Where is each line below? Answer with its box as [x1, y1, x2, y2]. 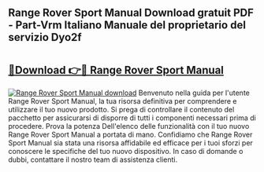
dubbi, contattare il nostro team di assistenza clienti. [8, 155, 178, 164]
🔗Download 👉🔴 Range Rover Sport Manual [8, 63, 225, 77]
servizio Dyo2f [8, 31, 82, 44]
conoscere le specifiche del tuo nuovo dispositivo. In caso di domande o [8, 147, 244, 156]
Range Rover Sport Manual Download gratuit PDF [8, 6, 255, 20]
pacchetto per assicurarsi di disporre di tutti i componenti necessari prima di [8, 113, 256, 123]
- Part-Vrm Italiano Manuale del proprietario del [8, 19, 247, 32]
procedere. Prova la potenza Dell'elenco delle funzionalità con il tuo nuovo [8, 122, 250, 130]
